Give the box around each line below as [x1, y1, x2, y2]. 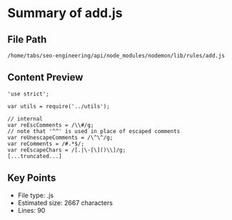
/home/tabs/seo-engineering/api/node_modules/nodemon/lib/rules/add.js [7, 52, 225, 59]
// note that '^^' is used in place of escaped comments [7, 127, 181, 135]
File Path [7, 33, 47, 46]
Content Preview [7, 71, 84, 83]
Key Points [7, 172, 56, 184]
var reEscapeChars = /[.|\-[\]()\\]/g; [7, 146, 126, 154]
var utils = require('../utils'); [7, 103, 111, 110]
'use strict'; [7, 90, 50, 98]
